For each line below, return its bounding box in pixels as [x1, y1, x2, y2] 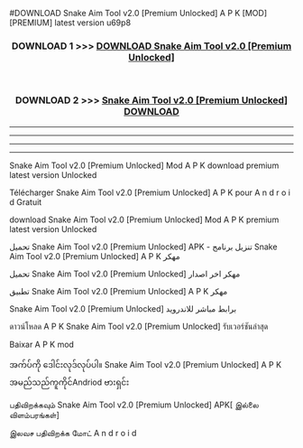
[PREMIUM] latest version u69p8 [9, 17, 132, 28]
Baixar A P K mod [9, 339, 75, 350]
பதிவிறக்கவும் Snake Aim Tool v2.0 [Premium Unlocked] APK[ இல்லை [9, 399, 259, 410]
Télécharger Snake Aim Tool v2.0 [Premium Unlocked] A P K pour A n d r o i [9, 187, 291, 198]
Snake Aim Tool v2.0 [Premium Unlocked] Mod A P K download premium [9, 160, 280, 171]
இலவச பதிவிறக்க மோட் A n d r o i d [9, 427, 137, 438]
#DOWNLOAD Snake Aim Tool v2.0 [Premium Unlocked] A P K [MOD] [9, 8, 268, 18]
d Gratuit [9, 196, 42, 207]
